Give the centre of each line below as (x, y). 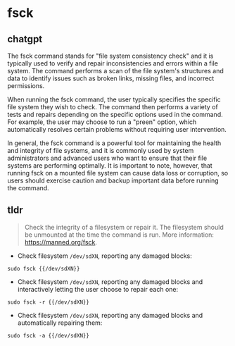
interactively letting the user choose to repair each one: (98, 289)
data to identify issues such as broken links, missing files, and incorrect (111, 78)
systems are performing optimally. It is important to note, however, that (110, 166)
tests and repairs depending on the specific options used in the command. (115, 115)
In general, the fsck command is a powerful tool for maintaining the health (114, 143)
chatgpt (25, 39)
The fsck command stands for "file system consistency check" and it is (110, 56)
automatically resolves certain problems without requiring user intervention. (117, 129)
